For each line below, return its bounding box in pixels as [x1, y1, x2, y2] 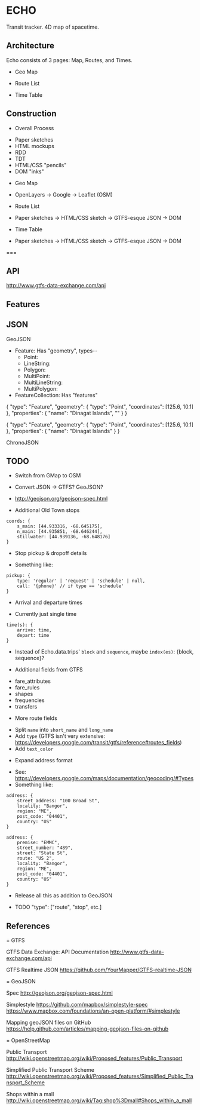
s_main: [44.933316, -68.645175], [17, 523, 103, 529]
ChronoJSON [6, 439, 39, 446]
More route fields [14, 715, 58, 722]
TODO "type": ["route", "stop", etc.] [14, 903, 102, 911]
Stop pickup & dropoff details [14, 550, 87, 557]
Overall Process [14, 124, 54, 131]
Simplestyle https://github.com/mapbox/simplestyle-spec [6, 1001, 148, 1008]
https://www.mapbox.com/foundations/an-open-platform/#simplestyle [6, 1007, 180, 1014]
